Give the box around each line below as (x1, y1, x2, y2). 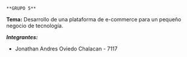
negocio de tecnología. (6, 22, 63, 29)
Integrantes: (6, 34, 38, 40)
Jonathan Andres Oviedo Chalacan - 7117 (14, 45, 118, 52)
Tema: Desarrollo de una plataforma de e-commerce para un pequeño (6, 16, 182, 23)
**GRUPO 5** (6, 5, 36, 11)
